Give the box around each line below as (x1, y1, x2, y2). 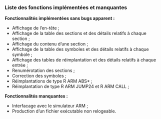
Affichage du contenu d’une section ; (11, 41, 88, 47)
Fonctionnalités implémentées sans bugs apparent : (4, 15, 115, 21)
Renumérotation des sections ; (11, 67, 75, 73)
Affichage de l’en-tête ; (11, 25, 59, 31)
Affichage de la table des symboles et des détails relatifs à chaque (11, 46, 149, 52)
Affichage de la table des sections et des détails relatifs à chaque (11, 30, 147, 36)
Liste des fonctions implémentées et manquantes (4, 4, 127, 11)
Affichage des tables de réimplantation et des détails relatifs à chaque (11, 57, 156, 63)
